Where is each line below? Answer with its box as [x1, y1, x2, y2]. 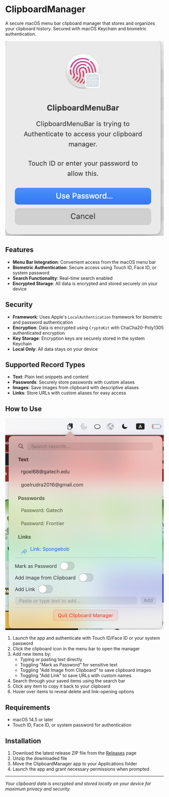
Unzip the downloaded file [12, 755, 67, 761]
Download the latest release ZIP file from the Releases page [12, 750, 137, 756]
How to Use [5, 404, 42, 413]
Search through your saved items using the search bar [12, 678, 126, 684]
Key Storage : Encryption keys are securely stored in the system [12, 335, 145, 341]
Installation [5, 737, 41, 745]
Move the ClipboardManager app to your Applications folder [12, 760, 137, 767]
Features [5, 246, 34, 254]
